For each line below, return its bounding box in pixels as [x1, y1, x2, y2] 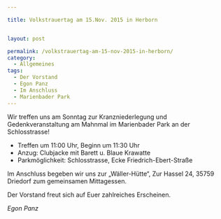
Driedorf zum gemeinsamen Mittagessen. [7, 176, 127, 185]
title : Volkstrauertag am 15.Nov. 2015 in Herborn [7, 16, 158, 23]
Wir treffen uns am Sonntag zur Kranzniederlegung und [7, 113, 167, 121]
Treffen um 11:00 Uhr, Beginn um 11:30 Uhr [17, 141, 140, 149]
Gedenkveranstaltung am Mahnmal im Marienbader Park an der [7, 120, 191, 128]
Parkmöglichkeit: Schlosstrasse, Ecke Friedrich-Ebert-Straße [17, 155, 193, 164]
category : [7, 54, 36, 62]
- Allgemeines [13, 61, 55, 68]
